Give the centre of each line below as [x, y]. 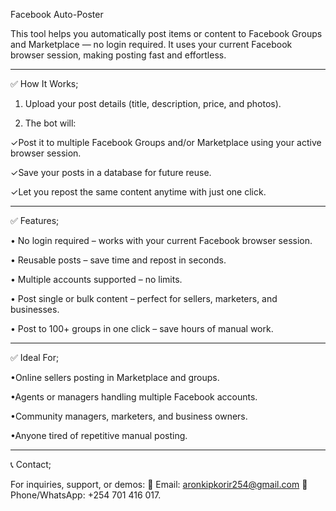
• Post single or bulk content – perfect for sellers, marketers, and [144, 298]
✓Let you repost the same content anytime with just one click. [138, 192]
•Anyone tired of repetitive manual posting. [99, 435]
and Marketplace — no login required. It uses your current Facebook [151, 44]
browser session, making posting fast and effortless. [118, 55]
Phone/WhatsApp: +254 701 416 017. [86, 495]
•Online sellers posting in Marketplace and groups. [115, 377]
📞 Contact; [31, 464]
